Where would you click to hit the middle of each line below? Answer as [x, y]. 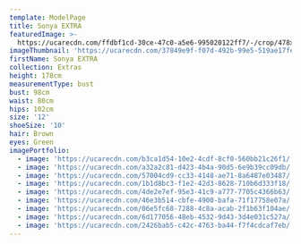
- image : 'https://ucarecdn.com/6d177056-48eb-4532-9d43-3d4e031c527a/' [156, 217]
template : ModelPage [48, 17]
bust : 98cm [30, 92]
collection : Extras [46, 68]
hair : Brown [31, 134]
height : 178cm [36, 76]
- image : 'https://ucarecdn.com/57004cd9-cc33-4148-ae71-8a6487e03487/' [156, 175]
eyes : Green [31, 142]
